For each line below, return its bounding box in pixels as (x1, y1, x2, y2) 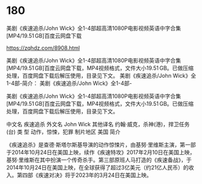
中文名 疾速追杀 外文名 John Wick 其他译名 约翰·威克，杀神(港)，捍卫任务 (6, 120, 190, 128)
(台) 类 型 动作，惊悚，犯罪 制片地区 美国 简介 (6, 128, 120, 135)
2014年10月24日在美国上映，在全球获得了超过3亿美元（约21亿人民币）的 (6, 163, 189, 171)
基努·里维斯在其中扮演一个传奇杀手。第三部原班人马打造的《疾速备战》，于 (6, 156, 192, 163)
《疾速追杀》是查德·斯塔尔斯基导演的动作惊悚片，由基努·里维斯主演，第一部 (6, 141, 197, 148)
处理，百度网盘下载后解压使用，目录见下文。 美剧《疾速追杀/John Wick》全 (6, 72, 197, 79)
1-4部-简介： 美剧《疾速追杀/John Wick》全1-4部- (6, 80, 132, 87)
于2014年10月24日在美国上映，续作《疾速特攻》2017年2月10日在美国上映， (6, 148, 196, 155)
